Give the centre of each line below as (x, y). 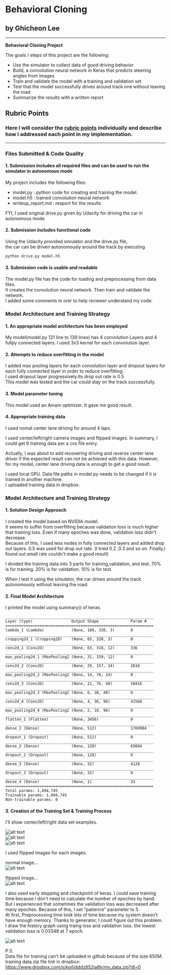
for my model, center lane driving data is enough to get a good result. (78, 464)
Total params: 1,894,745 (32, 791)
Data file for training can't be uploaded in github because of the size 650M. (84, 956)
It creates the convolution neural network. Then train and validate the (78, 290)
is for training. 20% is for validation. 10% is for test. (59, 569)
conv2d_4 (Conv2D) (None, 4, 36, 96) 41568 (74, 702)
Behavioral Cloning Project (34, 45)
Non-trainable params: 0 (32, 800)
